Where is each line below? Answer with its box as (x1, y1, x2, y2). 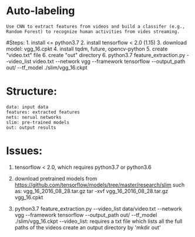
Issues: (6, 144, 43, 158)
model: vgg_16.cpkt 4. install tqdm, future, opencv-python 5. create (6, 45, 168, 52)
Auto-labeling (6, 4, 75, 18)
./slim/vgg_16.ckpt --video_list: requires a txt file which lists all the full (14, 218, 183, 225)
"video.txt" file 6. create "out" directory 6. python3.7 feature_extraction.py (6, 51, 186, 58)
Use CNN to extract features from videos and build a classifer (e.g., (6, 24, 185, 29)
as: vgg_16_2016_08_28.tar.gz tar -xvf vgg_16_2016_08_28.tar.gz (14, 187, 169, 195)
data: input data (6, 104, 49, 110)
